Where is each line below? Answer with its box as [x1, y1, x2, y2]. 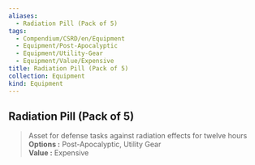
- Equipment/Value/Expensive [15, 57, 115, 66]
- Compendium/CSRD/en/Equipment [15, 34, 126, 43]
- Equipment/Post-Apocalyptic [15, 42, 118, 50]
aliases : [8, 11, 38, 20]
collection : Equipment [8, 72, 85, 80]
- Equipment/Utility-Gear [15, 49, 104, 57]
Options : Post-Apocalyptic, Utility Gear [28, 139, 162, 150]
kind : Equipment [8, 79, 63, 87]
